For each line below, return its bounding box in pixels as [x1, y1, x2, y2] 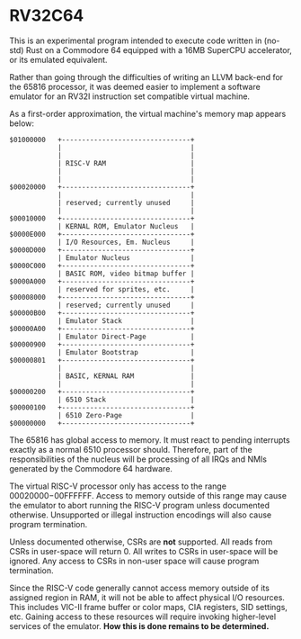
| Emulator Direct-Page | [57, 332, 195, 341]
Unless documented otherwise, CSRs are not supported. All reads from [9, 536, 273, 547]
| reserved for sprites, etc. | [57, 284, 195, 293]
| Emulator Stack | [57, 316, 195, 325]
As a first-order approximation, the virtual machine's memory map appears [9, 108, 287, 119]
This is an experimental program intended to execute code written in [9, 35, 262, 46]
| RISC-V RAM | [57, 158, 195, 167]
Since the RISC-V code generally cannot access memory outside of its [9, 582, 270, 593]
